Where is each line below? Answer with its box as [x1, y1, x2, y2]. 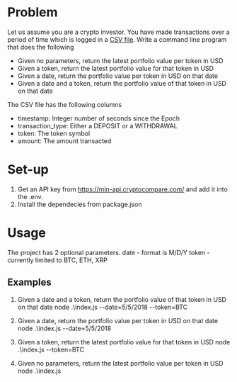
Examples [7, 276, 52, 288]
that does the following [7, 43, 74, 51]
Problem [7, 4, 58, 21]
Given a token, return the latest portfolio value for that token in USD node [17, 337, 231, 346]
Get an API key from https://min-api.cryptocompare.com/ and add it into [17, 185, 228, 193]
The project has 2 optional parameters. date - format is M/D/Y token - [7, 248, 210, 257]
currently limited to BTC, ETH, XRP [7, 256, 108, 264]
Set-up [7, 162, 49, 178]
